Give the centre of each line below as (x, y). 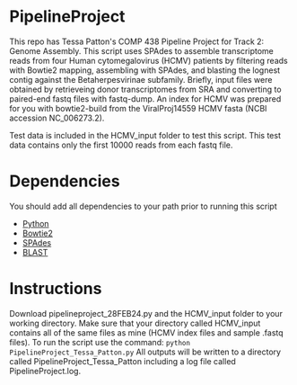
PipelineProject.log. (45, 371)
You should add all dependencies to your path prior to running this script (143, 206)
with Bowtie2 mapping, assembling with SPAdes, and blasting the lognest (145, 70)
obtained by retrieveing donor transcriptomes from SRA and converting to (145, 89)
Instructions (56, 289)
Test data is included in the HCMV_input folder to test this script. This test (145, 135)
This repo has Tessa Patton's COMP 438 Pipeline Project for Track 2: (137, 41)
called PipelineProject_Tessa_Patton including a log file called (122, 361)
